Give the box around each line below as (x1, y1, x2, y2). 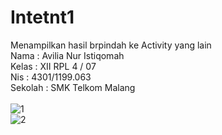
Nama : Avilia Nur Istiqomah (10, 49, 125, 61)
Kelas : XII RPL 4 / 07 (10, 60, 97, 72)
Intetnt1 (10, 6, 75, 29)
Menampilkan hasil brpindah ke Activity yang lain (10, 39, 212, 51)
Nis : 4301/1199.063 (10, 71, 92, 83)
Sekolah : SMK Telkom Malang (10, 81, 136, 93)
